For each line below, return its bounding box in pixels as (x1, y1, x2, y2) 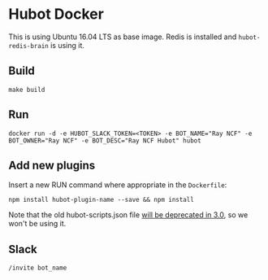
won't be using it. (8, 219, 67, 229)
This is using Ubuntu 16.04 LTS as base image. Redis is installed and (8, 32, 237, 42)
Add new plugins (8, 158, 96, 172)
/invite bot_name (8, 264, 67, 273)
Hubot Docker (8, 5, 104, 24)
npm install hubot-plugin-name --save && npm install (8, 196, 195, 204)
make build (8, 85, 45, 94)
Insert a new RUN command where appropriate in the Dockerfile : (8, 180, 227, 190)
